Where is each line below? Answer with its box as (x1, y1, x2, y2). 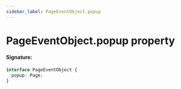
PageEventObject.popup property (6, 34, 175, 47)
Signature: (6, 54, 32, 61)
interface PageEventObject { (6, 67, 78, 73)
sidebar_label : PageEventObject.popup (6, 8, 101, 15)
